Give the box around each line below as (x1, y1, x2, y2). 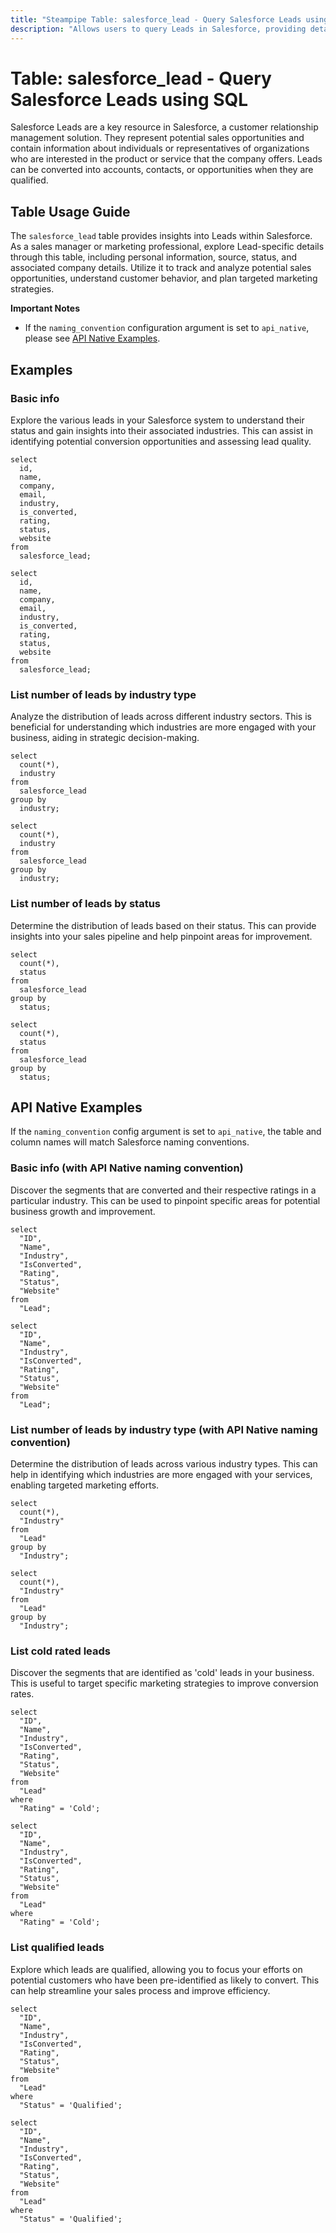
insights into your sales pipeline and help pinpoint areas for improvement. (10, 930, 313, 942)
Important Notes (10, 302, 81, 315)
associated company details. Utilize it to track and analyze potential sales (10, 262, 312, 274)
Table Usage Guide (10, 203, 131, 220)
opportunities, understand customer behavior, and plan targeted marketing (10, 272, 318, 285)
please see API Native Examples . (24, 332, 161, 345)
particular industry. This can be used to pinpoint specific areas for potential (10, 1194, 321, 1206)
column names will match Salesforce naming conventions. (10, 1136, 250, 1148)
